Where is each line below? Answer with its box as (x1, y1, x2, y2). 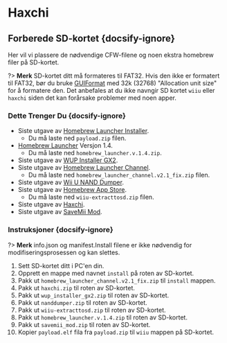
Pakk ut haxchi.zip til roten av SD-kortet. (17, 283, 136, 292)
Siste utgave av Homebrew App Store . (17, 186, 127, 194)
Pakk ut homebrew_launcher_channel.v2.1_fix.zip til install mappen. (17, 276, 216, 285)
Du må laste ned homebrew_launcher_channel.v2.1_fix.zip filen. (28, 171, 210, 179)
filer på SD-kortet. (8, 58, 60, 67)
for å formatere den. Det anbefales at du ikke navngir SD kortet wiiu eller (8, 87, 215, 94)
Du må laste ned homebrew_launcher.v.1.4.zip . (28, 149, 162, 157)
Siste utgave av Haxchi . (17, 200, 85, 209)
